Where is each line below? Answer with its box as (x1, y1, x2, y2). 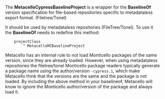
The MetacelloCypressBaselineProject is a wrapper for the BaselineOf (5, 4, 152, 10)
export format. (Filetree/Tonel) (5, 15, 67, 20)
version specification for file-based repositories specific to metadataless (5, 9, 153, 15)
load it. (5, 89, 19, 95)
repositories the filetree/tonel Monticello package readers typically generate (5, 63, 160, 68)
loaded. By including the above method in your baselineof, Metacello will (5, 79, 153, 84)
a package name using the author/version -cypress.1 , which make (5, 68, 140, 74)
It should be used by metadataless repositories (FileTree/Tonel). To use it (5, 24, 154, 30)
